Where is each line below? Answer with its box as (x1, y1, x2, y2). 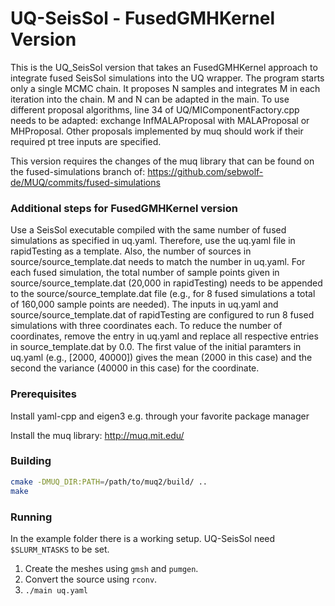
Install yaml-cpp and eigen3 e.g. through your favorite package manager (10, 410, 310, 422)
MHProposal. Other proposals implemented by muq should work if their (10, 125, 304, 137)
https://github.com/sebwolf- (147, 165, 264, 177)
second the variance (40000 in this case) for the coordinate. (10, 362, 260, 374)
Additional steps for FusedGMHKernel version (10, 201, 238, 215)
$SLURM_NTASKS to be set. (10, 543, 110, 555)
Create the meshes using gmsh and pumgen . (24, 562, 199, 574)
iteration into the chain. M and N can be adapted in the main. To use (10, 93, 290, 105)
